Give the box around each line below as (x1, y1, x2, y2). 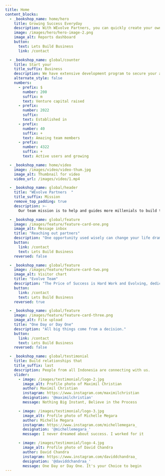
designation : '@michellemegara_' (23, 427, 91, 432)
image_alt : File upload (14, 318, 63, 323)
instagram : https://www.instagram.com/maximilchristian (23, 391, 139, 396)
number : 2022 (23, 108, 50, 113)
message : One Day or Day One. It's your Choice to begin (23, 463, 141, 469)
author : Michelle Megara (23, 418, 74, 423)
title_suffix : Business (14, 67, 63, 72)
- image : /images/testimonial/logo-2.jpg (18, 377, 105, 382)
